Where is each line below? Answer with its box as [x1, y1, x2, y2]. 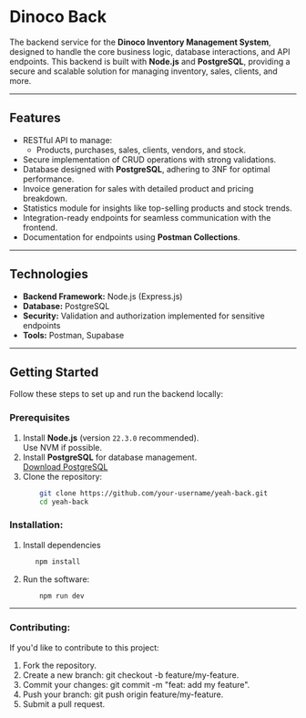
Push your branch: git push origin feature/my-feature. [22, 689, 224, 700]
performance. [22, 173, 75, 184]
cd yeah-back [39, 497, 89, 506]
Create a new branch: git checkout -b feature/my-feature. [22, 669, 240, 681]
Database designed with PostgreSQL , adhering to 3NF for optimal [22, 163, 270, 174]
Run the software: [22, 573, 90, 585]
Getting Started [9, 364, 99, 380]
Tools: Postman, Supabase [22, 329, 125, 340]
